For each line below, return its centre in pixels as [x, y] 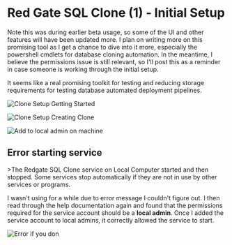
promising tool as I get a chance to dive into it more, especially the [102, 47]
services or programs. [39, 184]
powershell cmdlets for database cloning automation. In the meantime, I [110, 54]
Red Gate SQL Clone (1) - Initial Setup [116, 13]
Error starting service [55, 153]
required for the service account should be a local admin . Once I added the [116, 213]
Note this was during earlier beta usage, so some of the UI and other [106, 32]
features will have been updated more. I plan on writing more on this [105, 39]
